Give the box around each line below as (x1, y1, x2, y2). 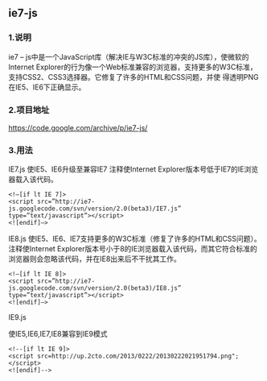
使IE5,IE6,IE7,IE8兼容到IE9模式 (8, 329, 108, 339)
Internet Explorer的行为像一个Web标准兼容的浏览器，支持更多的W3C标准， (8, 62, 257, 72)
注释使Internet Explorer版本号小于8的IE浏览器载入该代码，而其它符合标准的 (8, 244, 257, 254)
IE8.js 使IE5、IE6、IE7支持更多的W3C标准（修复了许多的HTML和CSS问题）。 (8, 234, 261, 244)
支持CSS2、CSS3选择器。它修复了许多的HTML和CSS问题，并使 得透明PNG (8, 72, 259, 81)
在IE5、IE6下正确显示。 (8, 82, 86, 92)
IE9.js (8, 313, 27, 322)
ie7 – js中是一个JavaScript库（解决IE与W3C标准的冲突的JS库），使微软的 (8, 52, 249, 61)
